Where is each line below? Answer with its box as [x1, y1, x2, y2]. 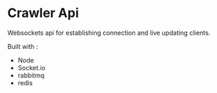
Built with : [7, 42, 38, 50]
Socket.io [17, 63, 46, 72]
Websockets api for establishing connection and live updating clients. [7, 28, 211, 37]
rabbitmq [17, 71, 45, 80]
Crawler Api [7, 5, 80, 21]
